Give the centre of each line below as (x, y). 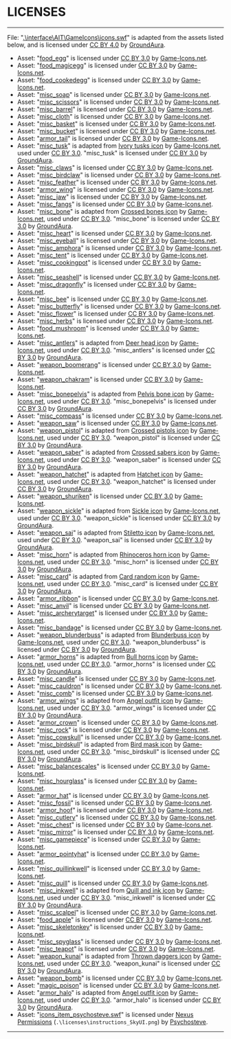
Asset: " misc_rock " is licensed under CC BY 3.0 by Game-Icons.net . (113, 730)
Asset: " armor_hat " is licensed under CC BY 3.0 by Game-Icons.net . (113, 795)
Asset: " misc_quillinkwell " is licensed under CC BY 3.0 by (98, 868)
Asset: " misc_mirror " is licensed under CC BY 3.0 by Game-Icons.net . (116, 831)
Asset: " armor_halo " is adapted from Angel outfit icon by (97, 992)
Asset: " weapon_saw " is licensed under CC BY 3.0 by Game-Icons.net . (118, 423)
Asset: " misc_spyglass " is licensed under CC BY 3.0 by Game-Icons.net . (119, 941)
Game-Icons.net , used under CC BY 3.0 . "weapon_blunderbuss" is (111, 642)
